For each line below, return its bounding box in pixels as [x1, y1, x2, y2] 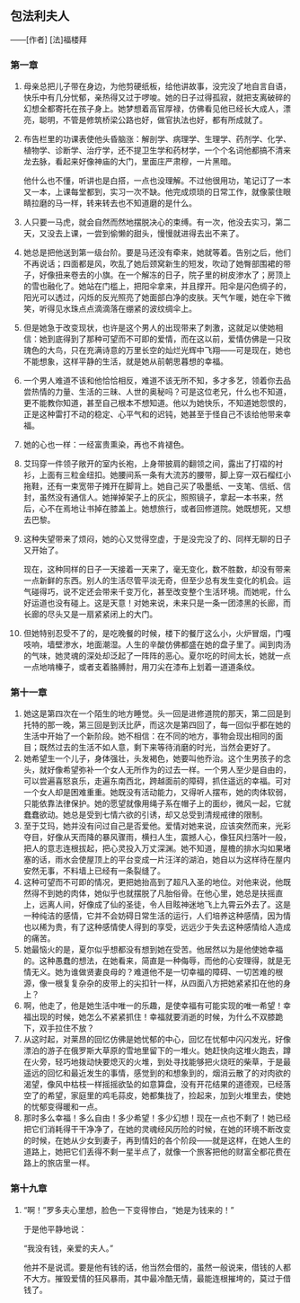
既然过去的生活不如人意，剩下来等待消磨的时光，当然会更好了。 [39, 742, 276, 753]
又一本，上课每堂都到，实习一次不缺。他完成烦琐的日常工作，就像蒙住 [22, 187, 284, 198]
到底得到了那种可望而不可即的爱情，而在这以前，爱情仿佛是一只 [47, 333, 284, 344]
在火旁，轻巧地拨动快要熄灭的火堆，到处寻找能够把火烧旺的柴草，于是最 [22, 1057, 291, 1068]
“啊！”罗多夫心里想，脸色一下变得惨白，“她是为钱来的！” [22, 1204, 234, 1215]
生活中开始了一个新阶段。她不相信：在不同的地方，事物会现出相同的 [22, 731, 276, 741]
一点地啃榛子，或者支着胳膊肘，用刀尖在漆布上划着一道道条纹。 [22, 661, 260, 672]
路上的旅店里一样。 [22, 1157, 95, 1168]
